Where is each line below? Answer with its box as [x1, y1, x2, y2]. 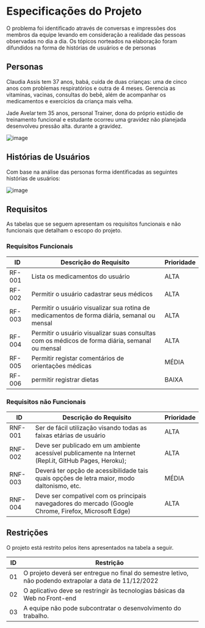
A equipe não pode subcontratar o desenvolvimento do [23, 604, 182, 612]
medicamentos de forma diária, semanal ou [31, 311, 156, 319]
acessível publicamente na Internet [35, 448, 135, 457]
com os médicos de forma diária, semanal [31, 336, 151, 345]
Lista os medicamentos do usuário [31, 272, 130, 281]
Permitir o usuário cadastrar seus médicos [31, 289, 153, 298]
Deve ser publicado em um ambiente [35, 441, 140, 449]
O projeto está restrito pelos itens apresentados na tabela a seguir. [6, 544, 174, 551]
